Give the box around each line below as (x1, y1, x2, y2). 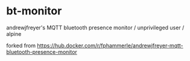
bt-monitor (6, 4, 62, 18)
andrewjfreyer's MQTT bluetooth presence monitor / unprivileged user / (6, 24, 185, 31)
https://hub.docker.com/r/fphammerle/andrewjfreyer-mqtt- (37, 42, 184, 49)
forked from (6, 42, 36, 49)
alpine (6, 30, 22, 37)
